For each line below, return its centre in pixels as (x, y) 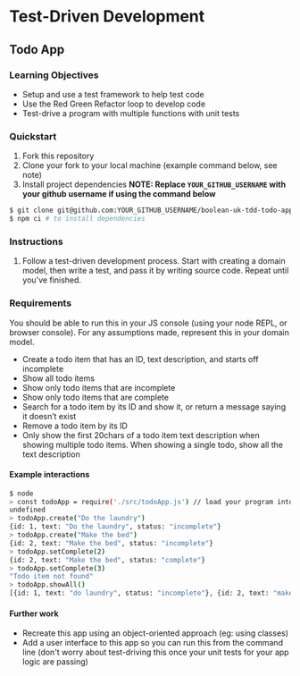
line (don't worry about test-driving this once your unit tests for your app (155, 652)
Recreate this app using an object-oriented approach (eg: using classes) (155, 633)
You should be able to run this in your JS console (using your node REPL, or (148, 323)
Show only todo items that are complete (96, 397)
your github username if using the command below (119, 194)
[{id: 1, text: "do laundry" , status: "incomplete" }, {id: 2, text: (139, 593)
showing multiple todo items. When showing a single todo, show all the (153, 444)
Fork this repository (58, 156)
